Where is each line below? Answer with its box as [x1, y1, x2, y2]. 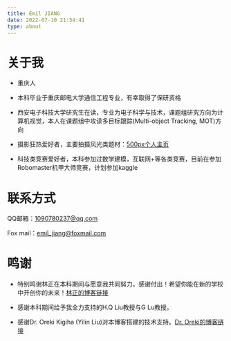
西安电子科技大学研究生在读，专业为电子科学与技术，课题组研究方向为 [17, 108, 218, 117]
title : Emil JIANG [7, 10, 60, 17]
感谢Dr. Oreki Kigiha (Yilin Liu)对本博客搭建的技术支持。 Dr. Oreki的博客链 [17, 318, 224, 327]
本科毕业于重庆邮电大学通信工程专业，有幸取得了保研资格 [17, 94, 181, 102]
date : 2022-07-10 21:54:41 [7, 17, 85, 23]
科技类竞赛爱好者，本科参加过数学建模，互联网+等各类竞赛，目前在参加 [17, 155, 222, 163]
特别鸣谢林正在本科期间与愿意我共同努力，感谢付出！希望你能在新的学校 [17, 280, 223, 289]
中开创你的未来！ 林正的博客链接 [17, 289, 109, 297]
